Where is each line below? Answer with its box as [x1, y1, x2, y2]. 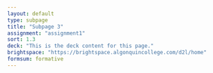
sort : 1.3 [7, 36, 36, 43]
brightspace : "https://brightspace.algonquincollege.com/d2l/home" [7, 49, 207, 56]
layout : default [7, 10, 54, 17]
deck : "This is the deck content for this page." [7, 42, 155, 49]
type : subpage [7, 17, 49, 24]
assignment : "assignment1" [7, 29, 86, 37]
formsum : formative [7, 56, 64, 63]
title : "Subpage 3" [7, 23, 64, 30]
